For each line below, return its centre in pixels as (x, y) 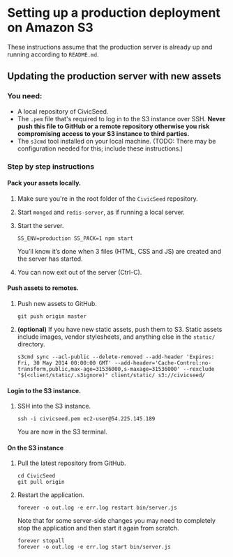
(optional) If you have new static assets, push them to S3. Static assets (120, 329)
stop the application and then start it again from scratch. (98, 528)
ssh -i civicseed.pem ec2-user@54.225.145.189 (86, 419)
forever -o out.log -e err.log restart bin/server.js (97, 508)
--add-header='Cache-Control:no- (163, 363)
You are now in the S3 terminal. (62, 432)
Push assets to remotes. (43, 288)
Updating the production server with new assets (114, 76)
